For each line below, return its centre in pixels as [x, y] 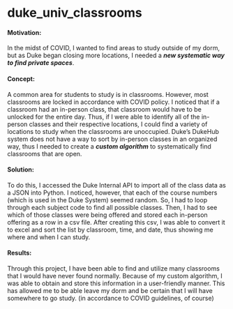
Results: [20, 253]
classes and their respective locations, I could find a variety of [118, 124]
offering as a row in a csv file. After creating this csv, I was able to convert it [116, 222]
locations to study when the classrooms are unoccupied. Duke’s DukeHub [113, 131]
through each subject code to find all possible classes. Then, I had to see [112, 207]
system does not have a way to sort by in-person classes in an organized [112, 139]
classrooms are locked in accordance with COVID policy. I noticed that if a [113, 102]
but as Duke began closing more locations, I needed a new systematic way [116, 55]
